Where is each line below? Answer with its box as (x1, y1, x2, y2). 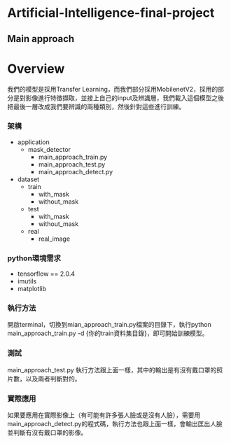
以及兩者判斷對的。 (25, 374, 81, 383)
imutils (17, 277, 37, 286)
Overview (7, 61, 65, 76)
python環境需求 (7, 253, 62, 263)
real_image (38, 234, 71, 243)
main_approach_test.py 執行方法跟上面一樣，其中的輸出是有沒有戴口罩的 (7, 365, 217, 374)
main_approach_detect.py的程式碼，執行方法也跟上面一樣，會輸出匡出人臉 (7, 420, 223, 428)
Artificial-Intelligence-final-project (7, 5, 215, 21)
